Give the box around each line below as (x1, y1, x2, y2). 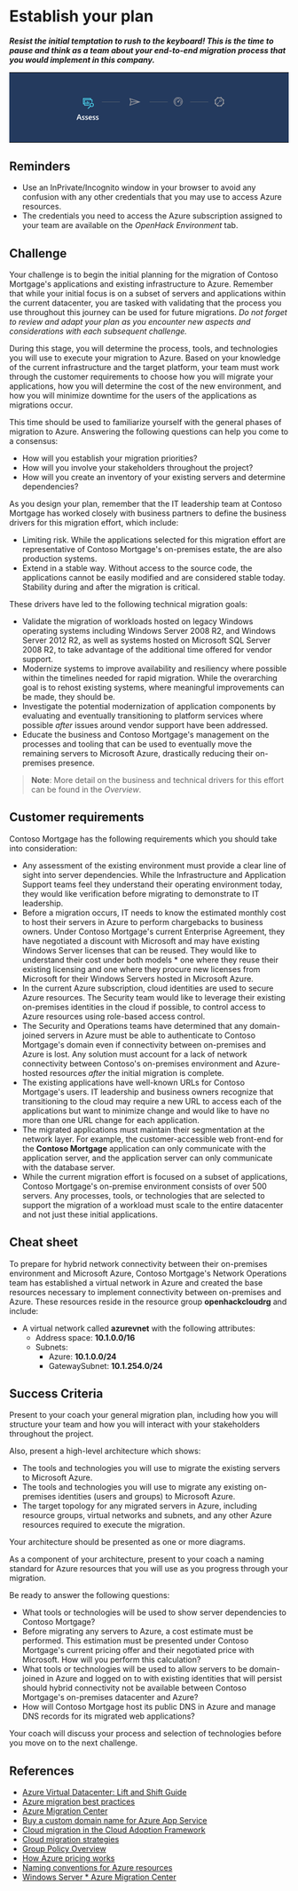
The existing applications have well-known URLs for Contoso (21, 1077, 246, 1088)
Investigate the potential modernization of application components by (21, 700, 277, 711)
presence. (58, 757, 95, 768)
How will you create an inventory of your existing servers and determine (21, 471, 286, 482)
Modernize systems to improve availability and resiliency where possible (21, 663, 287, 674)
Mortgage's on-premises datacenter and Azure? (21, 1692, 199, 1703)
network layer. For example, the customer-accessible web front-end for (21, 1134, 284, 1144)
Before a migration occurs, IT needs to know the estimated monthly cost (21, 907, 286, 918)
